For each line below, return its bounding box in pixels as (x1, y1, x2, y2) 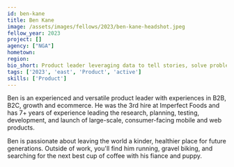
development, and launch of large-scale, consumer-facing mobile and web (7, 116, 221, 125)
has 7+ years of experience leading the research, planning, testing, (7, 109, 200, 117)
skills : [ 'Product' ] (7, 74, 68, 82)
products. (7, 123, 35, 132)
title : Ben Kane (7, 17, 54, 24)
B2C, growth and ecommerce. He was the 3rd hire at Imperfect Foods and (7, 102, 220, 110)
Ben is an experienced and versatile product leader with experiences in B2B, (7, 94, 226, 102)
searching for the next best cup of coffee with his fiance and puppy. (7, 152, 203, 160)
